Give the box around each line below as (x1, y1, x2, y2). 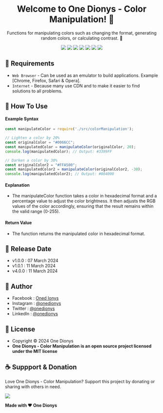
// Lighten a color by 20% (5, 135, 60, 140)
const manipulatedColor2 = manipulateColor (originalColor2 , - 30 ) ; (5, 167, 143, 172)
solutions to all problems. (12, 88, 63, 94)
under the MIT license (12, 348, 57, 354)
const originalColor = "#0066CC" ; (5, 140, 75, 145)
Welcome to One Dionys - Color (17, 3, 147, 15)
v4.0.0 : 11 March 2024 (12, 268, 58, 274)
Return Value (5, 220, 32, 226)
